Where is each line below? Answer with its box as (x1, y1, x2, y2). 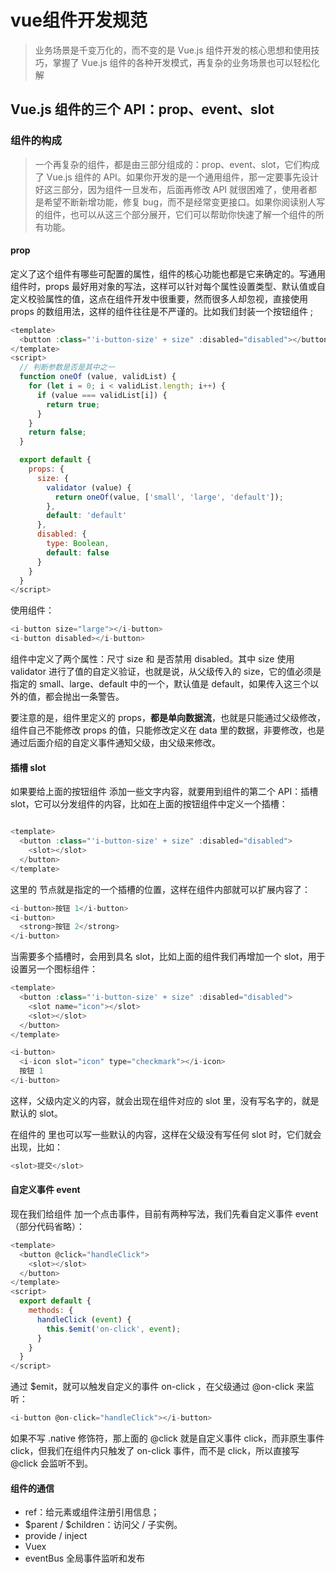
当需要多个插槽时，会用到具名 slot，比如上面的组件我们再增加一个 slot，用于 (10, 951, 326, 963)
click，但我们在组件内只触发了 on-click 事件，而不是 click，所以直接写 (10, 1445, 300, 1457)
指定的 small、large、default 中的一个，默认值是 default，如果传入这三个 (10, 678, 311, 690)
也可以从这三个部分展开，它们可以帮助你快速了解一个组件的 (69, 208, 316, 220)
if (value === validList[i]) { (36, 390, 168, 400)
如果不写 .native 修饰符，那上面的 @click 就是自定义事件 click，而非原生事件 (10, 1432, 325, 1445)
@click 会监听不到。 (10, 1457, 93, 1470)
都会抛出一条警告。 (44, 691, 125, 703)
